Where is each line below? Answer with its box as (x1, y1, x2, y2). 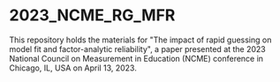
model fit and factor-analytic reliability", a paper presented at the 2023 (9, 43, 267, 54)
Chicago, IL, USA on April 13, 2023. (9, 63, 137, 73)
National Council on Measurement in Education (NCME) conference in (9, 53, 263, 63)
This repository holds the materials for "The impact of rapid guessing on (9, 34, 272, 45)
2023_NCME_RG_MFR (9, 5, 176, 26)
